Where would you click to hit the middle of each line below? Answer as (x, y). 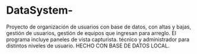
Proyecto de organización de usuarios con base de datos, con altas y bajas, (99, 27)
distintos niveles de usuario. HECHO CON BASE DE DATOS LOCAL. (88, 46)
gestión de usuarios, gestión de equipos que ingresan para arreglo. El (91, 33)
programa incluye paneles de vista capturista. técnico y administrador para (98, 39)
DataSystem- (39, 10)
